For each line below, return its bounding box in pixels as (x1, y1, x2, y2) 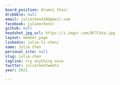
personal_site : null (5, 49, 48, 54)
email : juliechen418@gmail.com (5, 16, 70, 21)
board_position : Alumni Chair (5, 7, 68, 12)
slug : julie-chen (5, 53, 41, 59)
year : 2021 (5, 68, 28, 73)
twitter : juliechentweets (5, 63, 59, 68)
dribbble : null (5, 12, 37, 17)
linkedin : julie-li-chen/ (5, 40, 59, 45)
